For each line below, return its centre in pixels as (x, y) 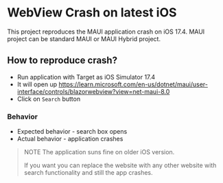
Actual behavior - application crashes (70, 139)
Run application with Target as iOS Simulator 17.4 (86, 77)
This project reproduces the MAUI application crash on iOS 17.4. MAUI (106, 32)
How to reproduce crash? (62, 61)
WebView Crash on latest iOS (92, 13)
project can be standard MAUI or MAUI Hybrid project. (84, 38)
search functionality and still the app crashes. (88, 173)
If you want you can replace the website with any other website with (120, 165)
